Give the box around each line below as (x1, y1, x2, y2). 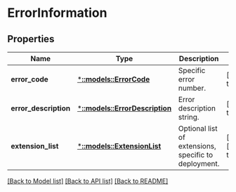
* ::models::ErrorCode (77, 75, 150, 84)
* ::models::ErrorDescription (77, 103, 172, 113)
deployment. (178, 159, 220, 168)
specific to (178, 150, 214, 160)
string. (178, 113, 199, 122)
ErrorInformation (7, 5, 107, 21)
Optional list (178, 124, 218, 133)
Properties (7, 33, 55, 45)
